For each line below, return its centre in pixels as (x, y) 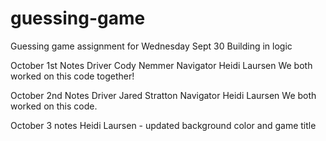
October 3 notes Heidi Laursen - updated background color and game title (163, 125)
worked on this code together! (72, 76)
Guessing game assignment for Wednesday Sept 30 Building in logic (151, 46)
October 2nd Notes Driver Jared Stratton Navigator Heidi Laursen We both (163, 95)
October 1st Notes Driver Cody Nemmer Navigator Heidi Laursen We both (161, 65)
